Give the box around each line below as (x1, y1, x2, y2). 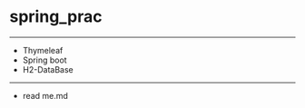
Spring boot (22, 54, 67, 65)
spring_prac (9, 6, 103, 27)
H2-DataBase (22, 64, 74, 74)
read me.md (22, 90, 68, 101)
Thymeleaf (22, 44, 64, 55)
